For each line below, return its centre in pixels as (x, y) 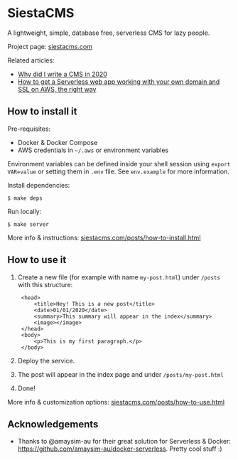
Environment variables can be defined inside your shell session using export (119, 164)
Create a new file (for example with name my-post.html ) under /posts (119, 277)
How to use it (37, 260)
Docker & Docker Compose (58, 142)
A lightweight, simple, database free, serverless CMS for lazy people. (109, 33)
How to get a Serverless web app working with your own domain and (119, 81)
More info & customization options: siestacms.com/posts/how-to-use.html (116, 402)
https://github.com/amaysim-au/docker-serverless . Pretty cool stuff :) (120, 449)
